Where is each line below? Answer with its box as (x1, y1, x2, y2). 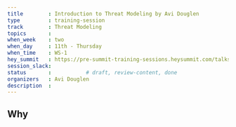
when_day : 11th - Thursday (7, 43, 102, 50)
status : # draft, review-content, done (7, 69, 178, 76)
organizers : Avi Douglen (7, 75, 90, 83)
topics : (7, 29, 52, 37)
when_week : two (7, 36, 65, 44)
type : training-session (7, 17, 105, 24)
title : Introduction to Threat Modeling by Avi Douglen (7, 10, 199, 18)
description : (7, 82, 52, 89)
